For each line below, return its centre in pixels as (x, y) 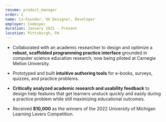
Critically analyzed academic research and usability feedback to (81, 88)
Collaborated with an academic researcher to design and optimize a (82, 47)
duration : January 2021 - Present (41, 29)
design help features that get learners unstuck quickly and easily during (87, 94)
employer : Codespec (26, 24)
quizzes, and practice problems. (46, 79)
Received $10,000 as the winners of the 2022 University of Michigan (84, 109)
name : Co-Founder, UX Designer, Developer (50, 19)
